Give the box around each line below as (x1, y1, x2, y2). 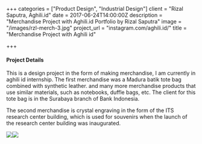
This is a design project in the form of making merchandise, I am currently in (6, 69, 196, 77)
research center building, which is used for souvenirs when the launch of (6, 113, 188, 121)
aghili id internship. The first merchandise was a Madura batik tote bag (6, 76, 182, 83)
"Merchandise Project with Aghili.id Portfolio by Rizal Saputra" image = (6, 18, 182, 25)
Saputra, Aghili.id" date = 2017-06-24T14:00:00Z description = (6, 11, 163, 19)
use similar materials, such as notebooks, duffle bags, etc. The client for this (6, 89, 196, 96)
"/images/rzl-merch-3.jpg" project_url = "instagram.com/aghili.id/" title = (6, 24, 187, 31)
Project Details (6, 56, 44, 63)
